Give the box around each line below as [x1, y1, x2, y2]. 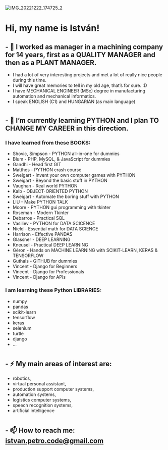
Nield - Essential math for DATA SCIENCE [12, 226, 98, 232]
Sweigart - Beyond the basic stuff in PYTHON [12, 177, 107, 184]
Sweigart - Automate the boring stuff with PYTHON [12, 193, 120, 199]
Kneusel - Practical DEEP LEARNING [12, 242, 88, 248]
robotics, [12, 375, 31, 381]
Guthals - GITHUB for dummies [12, 258, 78, 264]
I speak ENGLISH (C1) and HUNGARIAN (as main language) [12, 98, 136, 105]
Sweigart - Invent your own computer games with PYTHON [12, 172, 136, 178]
